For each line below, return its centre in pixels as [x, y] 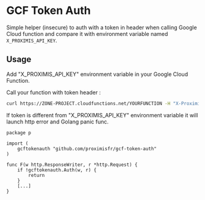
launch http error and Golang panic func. [57, 122]
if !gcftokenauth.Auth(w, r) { [57, 170]
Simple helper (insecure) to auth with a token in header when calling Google [102, 27]
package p [19, 133]
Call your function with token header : [54, 92]
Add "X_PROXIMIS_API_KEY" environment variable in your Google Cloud [97, 74]
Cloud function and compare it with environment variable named [87, 33]
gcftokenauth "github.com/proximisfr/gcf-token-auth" [87, 149]
